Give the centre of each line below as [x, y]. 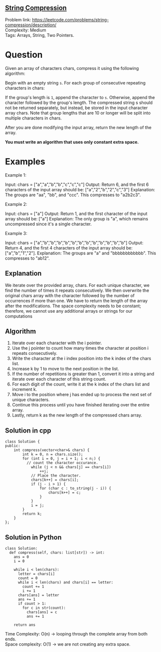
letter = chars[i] [36, 574]
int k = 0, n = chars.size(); [53, 454]
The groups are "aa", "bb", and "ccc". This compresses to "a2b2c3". [73, 195]
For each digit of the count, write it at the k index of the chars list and [81, 384]
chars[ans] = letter [38, 595]
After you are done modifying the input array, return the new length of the [78, 127]
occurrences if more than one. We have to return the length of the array [76, 301]
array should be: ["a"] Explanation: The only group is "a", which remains [77, 218]
